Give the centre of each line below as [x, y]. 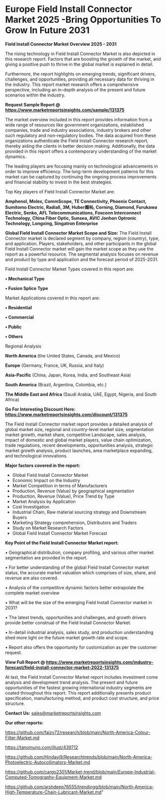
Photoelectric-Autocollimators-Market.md [48, 762]
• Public [13, 327]
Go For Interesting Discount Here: [40, 409]
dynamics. [16, 156]
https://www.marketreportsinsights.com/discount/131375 [66, 414]
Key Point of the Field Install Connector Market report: [62, 542]
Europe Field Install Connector [69, 9]
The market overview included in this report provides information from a [79, 119]
